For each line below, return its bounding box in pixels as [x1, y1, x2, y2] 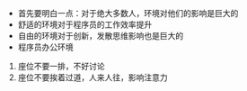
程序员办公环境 [17, 41, 74, 52]
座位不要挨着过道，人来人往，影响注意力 [17, 72, 168, 83]
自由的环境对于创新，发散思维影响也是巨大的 [17, 31, 184, 41]
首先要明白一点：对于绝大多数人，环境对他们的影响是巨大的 [17, 8, 239, 18]
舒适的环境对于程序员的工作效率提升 [17, 19, 153, 30]
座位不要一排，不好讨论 [17, 61, 105, 71]
